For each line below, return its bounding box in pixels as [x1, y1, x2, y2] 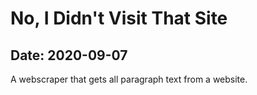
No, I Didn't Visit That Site [10, 7, 228, 30]
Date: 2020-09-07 [10, 47, 128, 64]
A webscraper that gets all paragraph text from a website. [10, 73, 248, 85]
